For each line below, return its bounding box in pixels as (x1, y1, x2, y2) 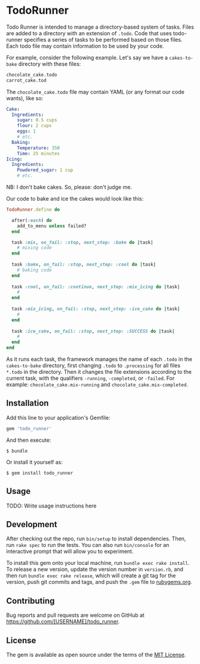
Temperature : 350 (17, 145, 60, 151)
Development (6, 519, 58, 529)
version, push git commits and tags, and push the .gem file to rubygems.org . (6, 579, 193, 586)
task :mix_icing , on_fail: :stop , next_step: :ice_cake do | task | (11, 306, 180, 312)
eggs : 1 (17, 128, 36, 134)
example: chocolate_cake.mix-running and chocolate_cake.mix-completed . (6, 381, 188, 388)
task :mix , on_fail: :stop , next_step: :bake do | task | (11, 239, 153, 245)
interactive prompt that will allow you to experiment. (6, 548, 134, 555)
